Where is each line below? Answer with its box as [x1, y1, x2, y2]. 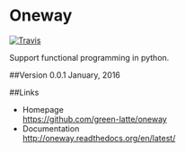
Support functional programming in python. [9, 52, 170, 63]
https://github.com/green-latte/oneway [22, 114, 168, 124]
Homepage [22, 104, 65, 114]
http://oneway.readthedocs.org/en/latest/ [22, 132, 176, 143]
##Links [9, 87, 40, 97]
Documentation [22, 122, 80, 134]
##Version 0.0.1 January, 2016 [9, 69, 121, 80]
